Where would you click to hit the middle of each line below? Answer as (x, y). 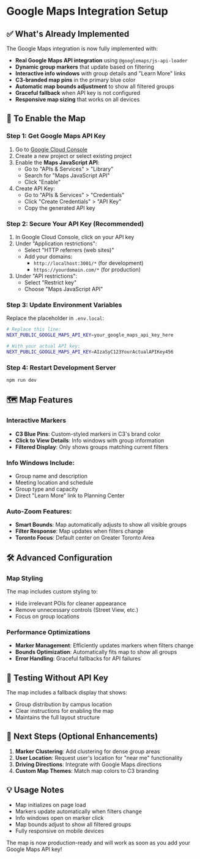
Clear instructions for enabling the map (65, 711)
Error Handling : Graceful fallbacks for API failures (78, 658)
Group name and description (51, 476)
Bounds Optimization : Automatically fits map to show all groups (96, 652)
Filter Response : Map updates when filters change (79, 531)
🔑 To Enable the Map (46, 118)
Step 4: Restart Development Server (61, 367)
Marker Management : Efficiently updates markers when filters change (104, 645)
